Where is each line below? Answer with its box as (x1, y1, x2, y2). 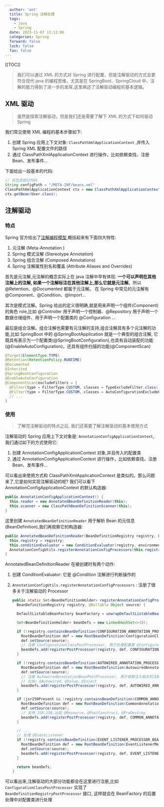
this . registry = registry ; (9, 538, 64, 543)
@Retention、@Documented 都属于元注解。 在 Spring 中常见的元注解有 (5, 286, 149, 292)
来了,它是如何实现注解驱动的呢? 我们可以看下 (5, 479, 96, 484)
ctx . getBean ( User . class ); (5, 191, 58, 196)
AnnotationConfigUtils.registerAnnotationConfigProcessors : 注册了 (12, 582, 151, 588)
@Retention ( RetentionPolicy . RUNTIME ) (5, 358, 82, 363)
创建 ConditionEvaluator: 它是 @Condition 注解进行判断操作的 (12, 572, 136, 577)
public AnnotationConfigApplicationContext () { (5, 495, 104, 500)
